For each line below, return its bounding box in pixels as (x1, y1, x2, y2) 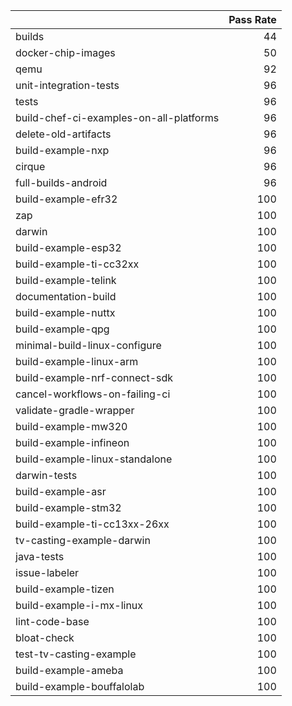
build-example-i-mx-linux (15, 599, 144, 612)
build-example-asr (15, 485, 107, 498)
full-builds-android (15, 176, 108, 189)
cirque (15, 160, 46, 173)
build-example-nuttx (15, 306, 116, 319)
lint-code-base (15, 615, 90, 628)
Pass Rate (228, 13, 277, 26)
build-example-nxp (15, 144, 110, 157)
